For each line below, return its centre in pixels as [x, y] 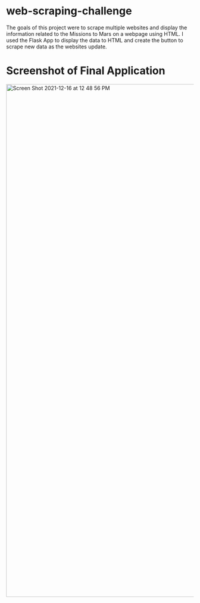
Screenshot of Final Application [86, 71]
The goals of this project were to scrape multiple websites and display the [97, 27]
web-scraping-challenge [69, 11]
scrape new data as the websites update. [57, 47]
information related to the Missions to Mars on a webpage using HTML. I [95, 33]
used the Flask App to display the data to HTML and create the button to [95, 40]
